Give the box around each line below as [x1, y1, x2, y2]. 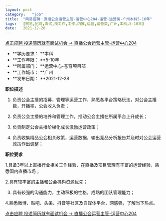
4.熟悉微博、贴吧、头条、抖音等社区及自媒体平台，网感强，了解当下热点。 [5, 200, 158, 206]
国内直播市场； [9, 168, 40, 174]
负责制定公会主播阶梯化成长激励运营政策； [12, 124, 100, 130]
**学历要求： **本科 [12, 51, 53, 57]
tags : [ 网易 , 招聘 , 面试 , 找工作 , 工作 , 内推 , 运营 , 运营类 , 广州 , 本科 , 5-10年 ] [5, 21, 145, 26]
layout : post [5, 7, 32, 12]
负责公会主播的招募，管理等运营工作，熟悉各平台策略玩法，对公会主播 [12, 97, 157, 103]
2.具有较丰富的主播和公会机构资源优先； [5, 179, 88, 185]
